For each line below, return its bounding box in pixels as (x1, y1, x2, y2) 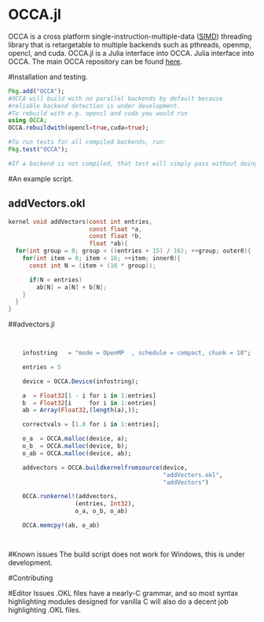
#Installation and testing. (8, 72, 88, 81)
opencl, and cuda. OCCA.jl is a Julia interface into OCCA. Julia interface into (8, 48, 255, 58)
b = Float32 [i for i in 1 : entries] (22, 399, 156, 407)
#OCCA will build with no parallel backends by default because (8, 95, 223, 102)
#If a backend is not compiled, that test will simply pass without (8, 159, 237, 167)
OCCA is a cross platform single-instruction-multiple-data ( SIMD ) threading (8, 32, 253, 41)
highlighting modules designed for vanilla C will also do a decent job (8, 597, 229, 606)
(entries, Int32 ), (75, 500, 135, 508)
